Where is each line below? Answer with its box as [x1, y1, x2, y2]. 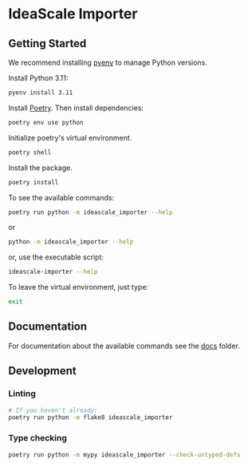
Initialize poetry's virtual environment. [8, 133, 132, 142]
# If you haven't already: [8, 406, 98, 414]
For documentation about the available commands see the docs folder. [8, 341, 241, 350]
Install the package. [8, 163, 73, 172]
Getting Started [8, 37, 87, 50]
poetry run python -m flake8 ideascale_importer [8, 414, 173, 421]
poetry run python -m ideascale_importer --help [8, 208, 173, 216]
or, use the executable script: [8, 252, 104, 262]
